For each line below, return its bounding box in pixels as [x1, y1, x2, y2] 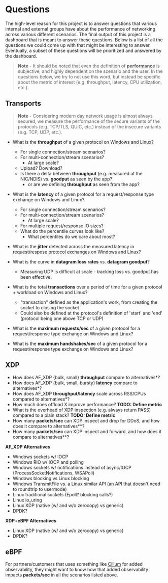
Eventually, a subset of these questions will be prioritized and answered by [5, 47, 162, 54]
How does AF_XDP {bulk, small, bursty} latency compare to [12, 380, 138, 386]
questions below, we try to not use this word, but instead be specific [17, 73, 161, 79]
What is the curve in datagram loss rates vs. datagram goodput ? [12, 258, 150, 264]
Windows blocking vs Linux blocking [12, 475, 89, 481]
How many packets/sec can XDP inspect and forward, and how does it [12, 428, 161, 434]
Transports [5, 99, 42, 108]
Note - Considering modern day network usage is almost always [17, 113, 153, 119]
